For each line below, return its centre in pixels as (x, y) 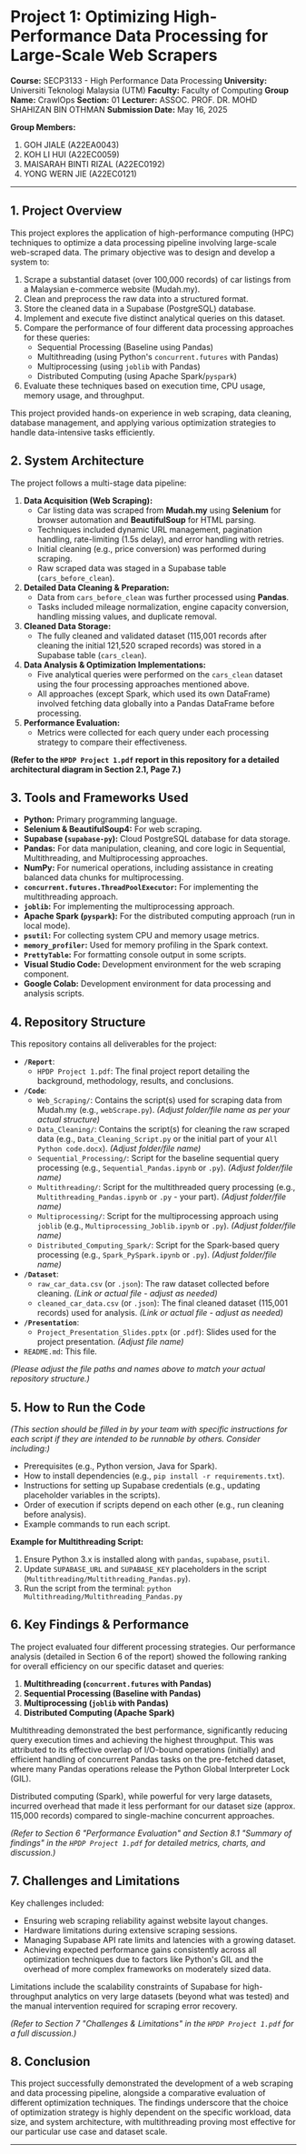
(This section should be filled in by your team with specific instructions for (149, 1429)
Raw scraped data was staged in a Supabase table (132, 568)
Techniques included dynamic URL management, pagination (149, 529)
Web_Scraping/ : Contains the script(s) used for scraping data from (159, 1100)
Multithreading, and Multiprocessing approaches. (115, 858)
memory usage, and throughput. (84, 395)
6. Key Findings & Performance (100, 1625)
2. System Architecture (77, 461)
